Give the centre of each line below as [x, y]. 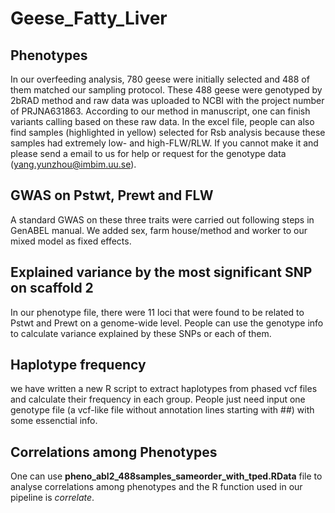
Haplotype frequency [78, 365]
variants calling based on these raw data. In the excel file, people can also [162, 121]
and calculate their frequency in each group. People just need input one [158, 399]
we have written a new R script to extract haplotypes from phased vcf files [164, 389]
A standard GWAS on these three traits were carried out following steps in [162, 219]
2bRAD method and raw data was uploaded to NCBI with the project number [167, 100]
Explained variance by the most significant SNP [161, 272]
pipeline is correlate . [52, 498]
